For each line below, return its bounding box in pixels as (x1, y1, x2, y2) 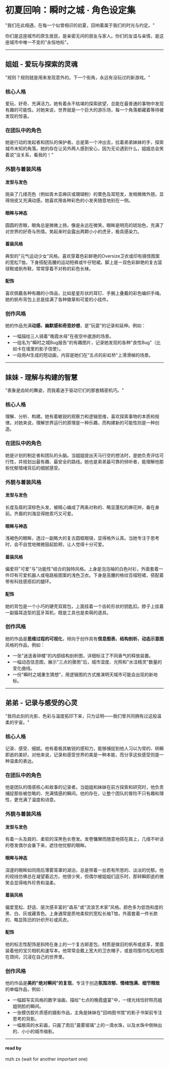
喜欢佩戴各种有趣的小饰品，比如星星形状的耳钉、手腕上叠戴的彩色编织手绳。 (5, 290, 164, 296)
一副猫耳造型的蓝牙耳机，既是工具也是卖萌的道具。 (5, 609, 111, 615)
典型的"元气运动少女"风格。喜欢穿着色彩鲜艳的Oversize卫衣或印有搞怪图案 (5, 253, 160, 259)
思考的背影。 (12, 1016, 39, 1022)
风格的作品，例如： (5, 642, 45, 648)
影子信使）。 (39, 346, 64, 352)
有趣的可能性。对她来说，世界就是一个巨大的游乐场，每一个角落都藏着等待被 (5, 107, 164, 113)
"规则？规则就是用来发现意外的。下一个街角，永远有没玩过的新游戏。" (5, 74, 151, 80)
